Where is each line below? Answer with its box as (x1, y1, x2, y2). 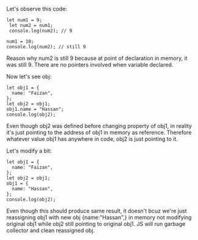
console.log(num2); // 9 (9, 28, 72, 34)
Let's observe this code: (6, 6, 67, 12)
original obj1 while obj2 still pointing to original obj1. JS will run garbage (6, 220, 186, 227)
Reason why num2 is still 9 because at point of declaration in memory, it (6, 54, 188, 62)
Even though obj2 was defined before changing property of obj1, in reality (6, 122, 193, 129)
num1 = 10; (6, 39, 34, 45)
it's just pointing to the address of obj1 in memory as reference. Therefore (6, 129, 192, 136)
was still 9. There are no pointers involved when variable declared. (6, 61, 174, 68)
